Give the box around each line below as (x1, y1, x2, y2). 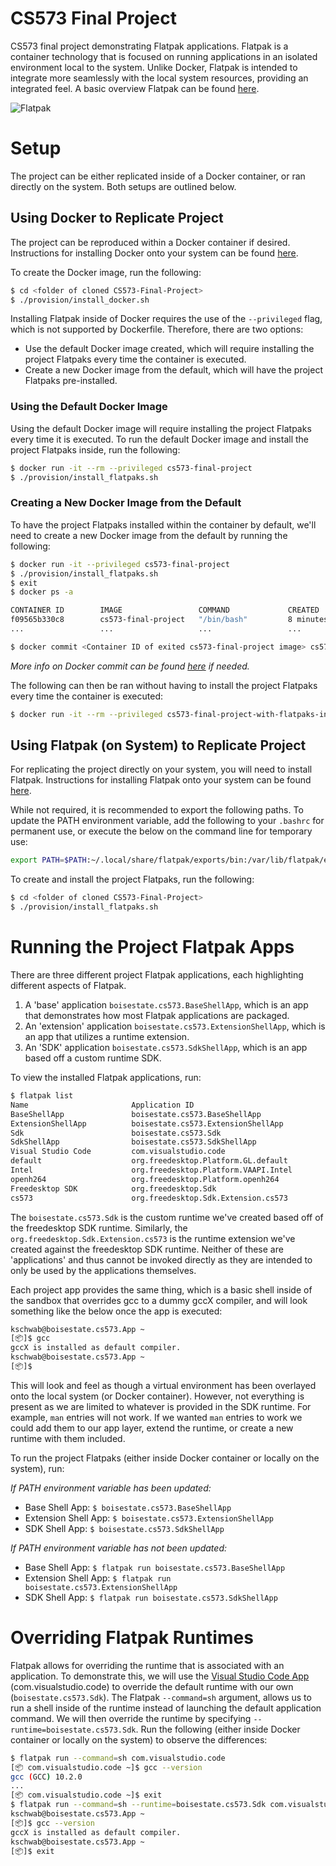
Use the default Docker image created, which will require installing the (24, 343, 315, 355)
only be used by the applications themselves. (10, 1264, 197, 1276)
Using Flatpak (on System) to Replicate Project (10, 737, 307, 754)
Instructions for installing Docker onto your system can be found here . (10, 247, 299, 259)
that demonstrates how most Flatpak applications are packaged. (24, 1010, 290, 1022)
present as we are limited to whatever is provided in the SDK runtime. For (10, 1400, 312, 1412)
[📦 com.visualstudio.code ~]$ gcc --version (10, 1762, 203, 1772)
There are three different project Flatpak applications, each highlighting (10, 969, 304, 981)
